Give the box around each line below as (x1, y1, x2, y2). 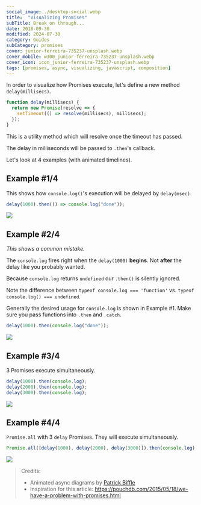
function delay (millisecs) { (6, 99, 79, 105)
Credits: (20, 468, 41, 475)
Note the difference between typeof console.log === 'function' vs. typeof (6, 287, 194, 294)
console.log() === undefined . (6, 293, 81, 300)
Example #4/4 (6, 417, 60, 428)
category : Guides (6, 37, 50, 43)
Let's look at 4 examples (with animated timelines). (6, 156, 132, 163)
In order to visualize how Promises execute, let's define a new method (6, 81, 181, 89)
